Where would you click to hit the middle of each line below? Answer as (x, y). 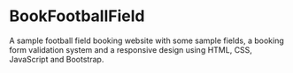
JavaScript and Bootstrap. (57, 59)
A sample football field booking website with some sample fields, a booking (147, 40)
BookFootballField (77, 16)
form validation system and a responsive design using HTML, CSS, (131, 49)
